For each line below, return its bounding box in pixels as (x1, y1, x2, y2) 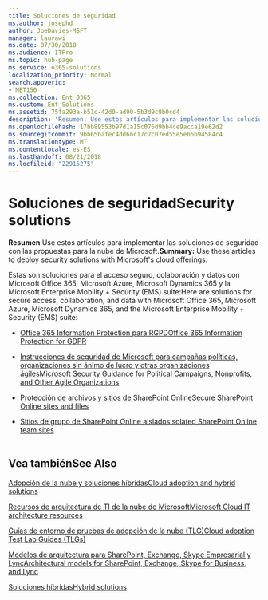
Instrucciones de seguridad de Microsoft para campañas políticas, (19, 352, 238, 361)
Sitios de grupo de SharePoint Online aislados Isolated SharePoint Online (19, 416, 258, 427)
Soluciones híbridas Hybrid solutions (8, 582, 128, 591)
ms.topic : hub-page (8, 57, 73, 65)
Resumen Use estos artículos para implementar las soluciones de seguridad (8, 238, 259, 247)
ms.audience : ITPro (8, 49, 73, 57)
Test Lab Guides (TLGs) (8, 534, 86, 543)
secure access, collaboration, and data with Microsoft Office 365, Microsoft (8, 296, 257, 306)
